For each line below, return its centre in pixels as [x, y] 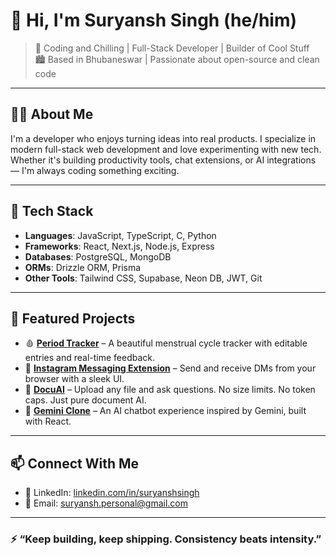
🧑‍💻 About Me [52, 114]
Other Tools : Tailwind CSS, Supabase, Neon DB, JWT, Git [143, 278]
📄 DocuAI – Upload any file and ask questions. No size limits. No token [170, 390]
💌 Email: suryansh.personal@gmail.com [106, 503]
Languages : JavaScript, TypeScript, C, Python [120, 235]
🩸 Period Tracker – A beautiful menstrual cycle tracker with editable [166, 343]
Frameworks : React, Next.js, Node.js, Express [119, 246]
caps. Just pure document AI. [85, 400]
